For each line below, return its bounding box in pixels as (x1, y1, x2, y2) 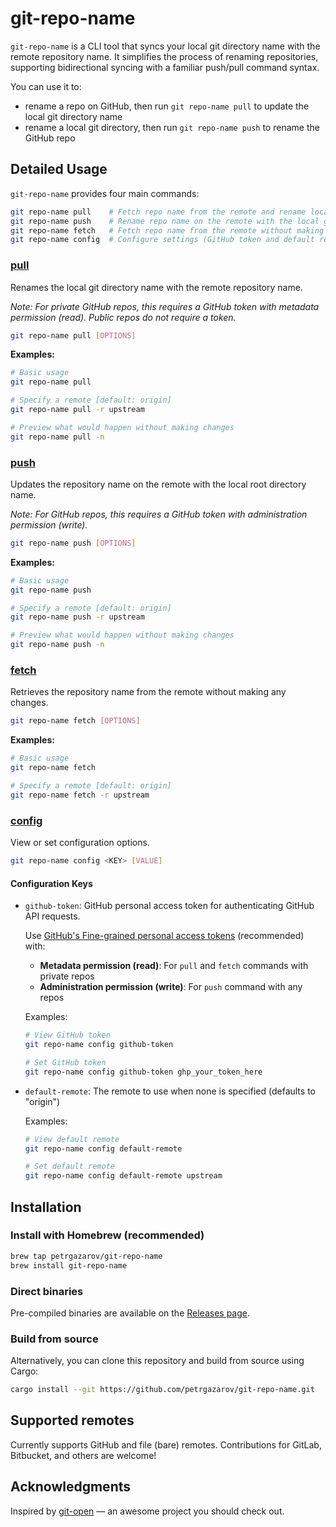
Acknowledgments (10, 1478, 132, 1496)
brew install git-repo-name (10, 1260, 128, 1271)
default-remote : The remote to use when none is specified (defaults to (24, 1085, 316, 1097)
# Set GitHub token (24, 1057, 107, 1067)
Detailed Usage (10, 161, 108, 178)
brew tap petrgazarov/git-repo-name (10, 1251, 163, 1261)
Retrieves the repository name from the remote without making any (10, 686, 287, 698)
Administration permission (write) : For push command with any (39, 981, 303, 993)
